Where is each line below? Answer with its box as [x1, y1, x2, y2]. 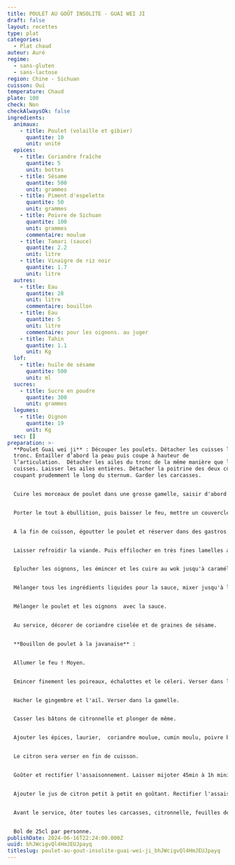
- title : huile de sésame [20, 362, 96, 369]
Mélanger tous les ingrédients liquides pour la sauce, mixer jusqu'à [13, 585, 224, 592]
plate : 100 [7, 95, 39, 102]
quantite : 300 [25, 394, 68, 401]
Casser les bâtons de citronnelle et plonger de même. [13, 715, 177, 722]
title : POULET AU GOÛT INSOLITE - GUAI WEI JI [7, 10, 145, 17]
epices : [13, 147, 36, 154]
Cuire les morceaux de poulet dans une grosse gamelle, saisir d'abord [13, 490, 227, 497]
